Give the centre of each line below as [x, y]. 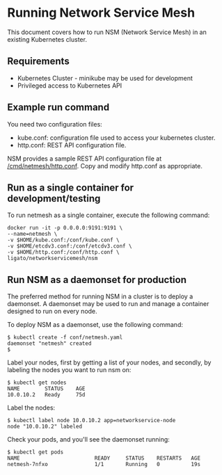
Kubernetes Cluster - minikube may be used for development [105, 78]
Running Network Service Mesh [101, 13]
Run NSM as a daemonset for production [97, 280]
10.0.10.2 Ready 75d [46, 395]
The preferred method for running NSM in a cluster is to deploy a [100, 296]
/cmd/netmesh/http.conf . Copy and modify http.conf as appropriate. [105, 166]
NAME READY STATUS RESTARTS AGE [104, 458]
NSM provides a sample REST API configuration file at [85, 159]
